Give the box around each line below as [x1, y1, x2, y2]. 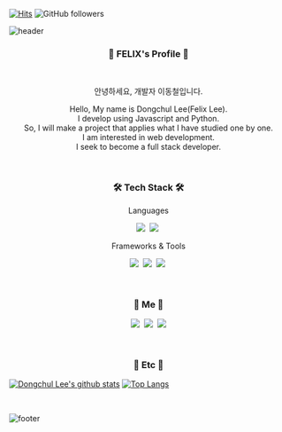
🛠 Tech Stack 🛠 [112, 182, 185, 194]
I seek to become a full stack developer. [76, 142, 221, 153]
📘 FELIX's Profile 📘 [108, 47, 189, 59]
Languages [127, 205, 170, 216]
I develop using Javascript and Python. [78, 114, 219, 124]
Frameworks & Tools [111, 240, 186, 251]
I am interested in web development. [82, 132, 215, 143]
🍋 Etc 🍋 [133, 358, 164, 371]
